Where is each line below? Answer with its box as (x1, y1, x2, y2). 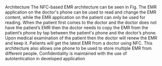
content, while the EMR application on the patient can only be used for (5, 15, 146, 20)
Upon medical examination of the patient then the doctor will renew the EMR (5, 35, 158, 41)
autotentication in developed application (5, 56, 85, 61)
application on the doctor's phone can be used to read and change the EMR (5, 9, 157, 15)
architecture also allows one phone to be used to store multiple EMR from (5, 46, 152, 51)
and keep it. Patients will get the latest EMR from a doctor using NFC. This (5, 40, 153, 46)
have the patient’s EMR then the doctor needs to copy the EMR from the (5, 25, 148, 31)
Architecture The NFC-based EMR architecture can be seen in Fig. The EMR (5, 4, 157, 10)
